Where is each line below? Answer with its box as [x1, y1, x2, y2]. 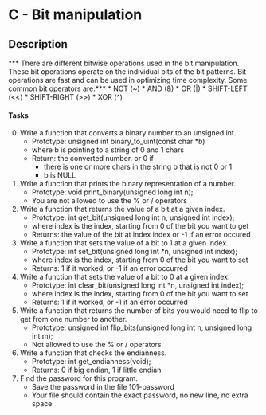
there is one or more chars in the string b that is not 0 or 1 [43, 162, 233, 172]
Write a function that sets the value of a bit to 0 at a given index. [19, 272, 230, 282]
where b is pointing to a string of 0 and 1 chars [31, 145, 185, 155]
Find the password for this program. [19, 374, 138, 383]
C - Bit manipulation [8, 6, 143, 24]
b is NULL [43, 170, 76, 180]
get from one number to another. [19, 315, 127, 324]
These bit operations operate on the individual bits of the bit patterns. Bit [8, 67, 247, 76]
